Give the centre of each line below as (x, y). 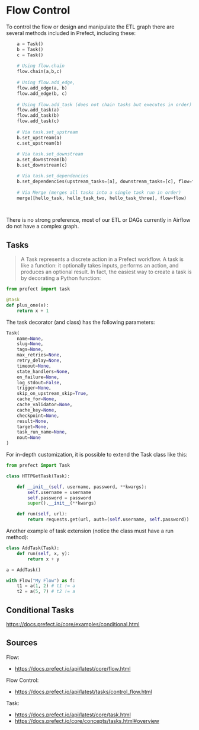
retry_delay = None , (39, 361)
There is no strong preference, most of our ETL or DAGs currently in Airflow (98, 220)
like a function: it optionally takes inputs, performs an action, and (99, 266)
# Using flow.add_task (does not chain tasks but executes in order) (105, 104)
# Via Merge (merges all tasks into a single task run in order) (99, 192)
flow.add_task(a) (38, 110)
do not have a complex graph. (43, 227)
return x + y (44, 559)
